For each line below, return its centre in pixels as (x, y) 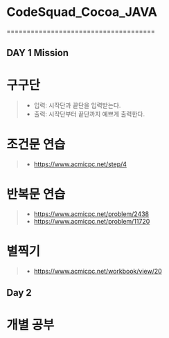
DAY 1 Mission (38, 53)
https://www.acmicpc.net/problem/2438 (91, 214)
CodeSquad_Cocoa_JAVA (82, 12)
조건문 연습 (36, 144)
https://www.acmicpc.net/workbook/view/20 (98, 272)
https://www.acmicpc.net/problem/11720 (92, 222)
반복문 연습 (36, 194)
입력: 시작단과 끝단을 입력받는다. (77, 105)
